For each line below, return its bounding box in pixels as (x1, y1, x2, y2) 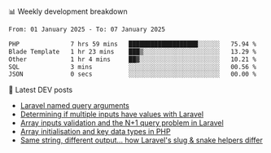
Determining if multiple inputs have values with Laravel (20, 109, 204, 120)
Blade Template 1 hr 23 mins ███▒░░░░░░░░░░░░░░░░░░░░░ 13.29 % (8, 47, 256, 55)
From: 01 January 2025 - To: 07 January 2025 (8, 25, 165, 33)
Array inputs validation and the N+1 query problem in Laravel (20, 118, 224, 128)
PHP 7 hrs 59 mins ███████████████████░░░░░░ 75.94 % (8, 40, 256, 48)
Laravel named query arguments (20, 101, 130, 111)
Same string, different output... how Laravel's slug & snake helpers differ (20, 135, 263, 145)
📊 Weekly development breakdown (8, 7, 128, 16)
